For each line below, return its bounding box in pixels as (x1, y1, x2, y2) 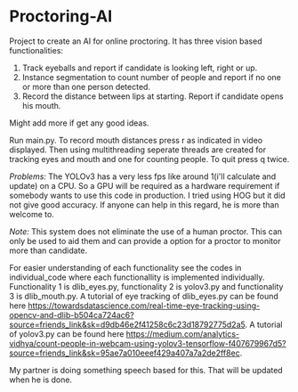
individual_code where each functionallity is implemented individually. (9, 272, 265, 282)
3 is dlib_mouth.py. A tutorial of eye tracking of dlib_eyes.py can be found (9, 290, 278, 301)
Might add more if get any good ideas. (9, 118, 149, 128)
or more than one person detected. (21, 81, 151, 92)
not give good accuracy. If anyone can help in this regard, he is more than (9, 199, 279, 210)
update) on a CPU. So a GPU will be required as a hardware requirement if (9, 180, 280, 191)
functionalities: (9, 45, 64, 55)
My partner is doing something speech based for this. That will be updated (9, 364, 283, 375)
